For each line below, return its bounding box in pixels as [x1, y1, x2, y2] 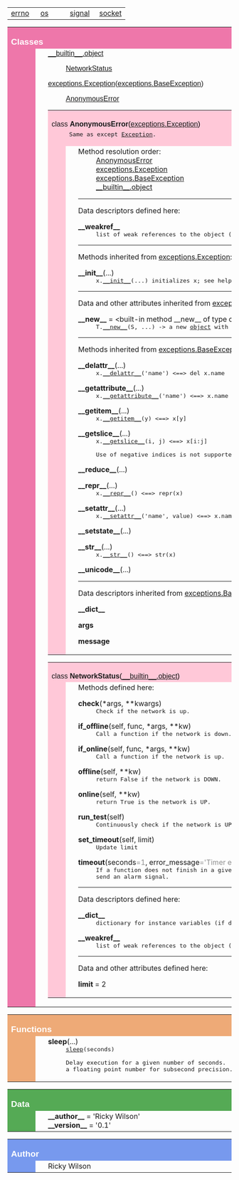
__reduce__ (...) [78, 465, 128, 474]
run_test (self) [78, 812, 125, 821]
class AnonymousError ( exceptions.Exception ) [51, 120, 201, 128]
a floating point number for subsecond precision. [65, 1065, 233, 1073]
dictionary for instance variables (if [95, 920, 225, 927]
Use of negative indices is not [95, 451, 201, 458]
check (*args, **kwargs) [78, 699, 162, 708]
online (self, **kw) [78, 789, 141, 799]
